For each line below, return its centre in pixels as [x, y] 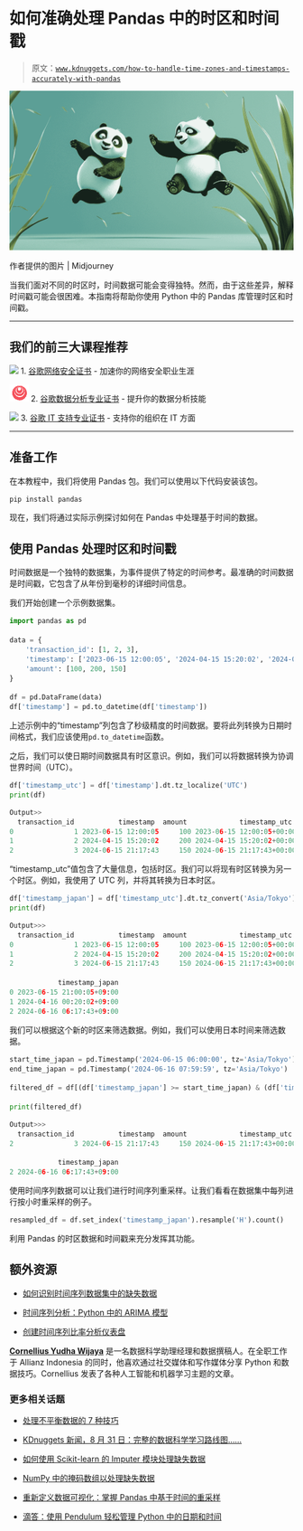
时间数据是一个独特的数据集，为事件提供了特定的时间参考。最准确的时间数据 [151, 572]
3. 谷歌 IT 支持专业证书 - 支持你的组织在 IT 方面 [108, 418]
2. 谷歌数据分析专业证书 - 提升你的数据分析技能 [118, 398]
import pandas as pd [48, 621]
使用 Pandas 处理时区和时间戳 [93, 548]
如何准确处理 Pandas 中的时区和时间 [144, 19]
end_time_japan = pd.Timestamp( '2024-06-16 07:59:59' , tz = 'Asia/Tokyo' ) [149, 1069]
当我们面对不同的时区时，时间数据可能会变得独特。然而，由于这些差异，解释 [151, 285]
